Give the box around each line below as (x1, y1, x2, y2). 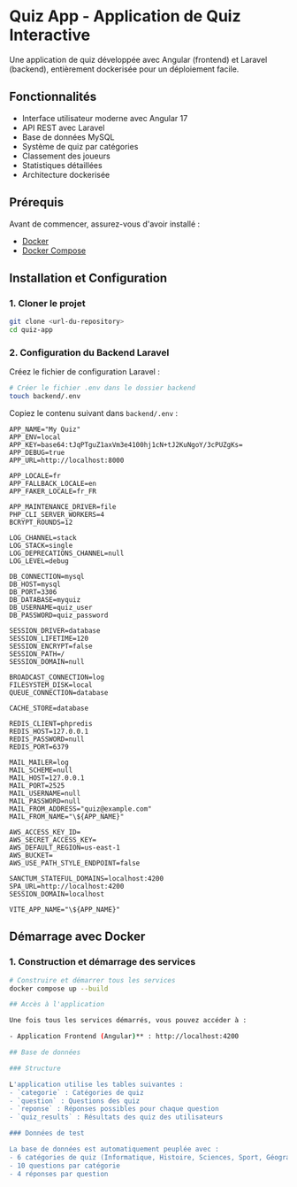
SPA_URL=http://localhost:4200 (9, 883, 125, 891)
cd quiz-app (9, 326, 53, 335)
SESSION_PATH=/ (9, 650, 65, 659)
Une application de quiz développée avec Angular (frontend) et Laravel (9, 54, 268, 65)
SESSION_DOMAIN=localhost (9, 890, 104, 899)
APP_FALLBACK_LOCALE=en (9, 480, 97, 489)
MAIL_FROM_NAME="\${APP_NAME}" (9, 813, 125, 821)
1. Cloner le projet (9, 297, 86, 309)
